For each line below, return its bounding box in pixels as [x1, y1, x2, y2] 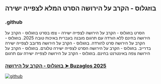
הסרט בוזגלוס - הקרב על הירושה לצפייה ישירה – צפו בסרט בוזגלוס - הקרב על [5, 29, 145, 36]
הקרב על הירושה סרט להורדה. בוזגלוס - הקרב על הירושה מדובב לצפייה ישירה [5, 40, 145, 46]
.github [5, 19, 23, 26]
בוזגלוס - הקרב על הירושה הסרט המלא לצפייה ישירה [5, 4, 157, 13]
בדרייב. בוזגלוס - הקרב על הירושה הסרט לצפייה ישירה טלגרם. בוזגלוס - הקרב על [5, 45, 151, 51]
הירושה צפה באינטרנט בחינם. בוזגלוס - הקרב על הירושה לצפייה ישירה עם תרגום [5, 50, 150, 56]
